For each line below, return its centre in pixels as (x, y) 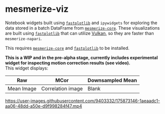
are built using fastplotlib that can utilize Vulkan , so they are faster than (80, 33)
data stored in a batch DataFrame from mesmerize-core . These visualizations (82, 28)
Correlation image (62, 88)
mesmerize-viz (37, 9)
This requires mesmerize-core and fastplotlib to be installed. (67, 48)
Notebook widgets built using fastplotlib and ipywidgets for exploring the (81, 23)
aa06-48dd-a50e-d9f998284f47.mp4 (44, 106)
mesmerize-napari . (23, 38)
